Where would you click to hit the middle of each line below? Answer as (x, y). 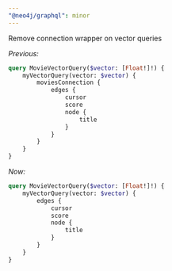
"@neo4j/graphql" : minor (49, 15)
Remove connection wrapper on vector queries (85, 38)
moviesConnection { (69, 83)
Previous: (24, 53)
